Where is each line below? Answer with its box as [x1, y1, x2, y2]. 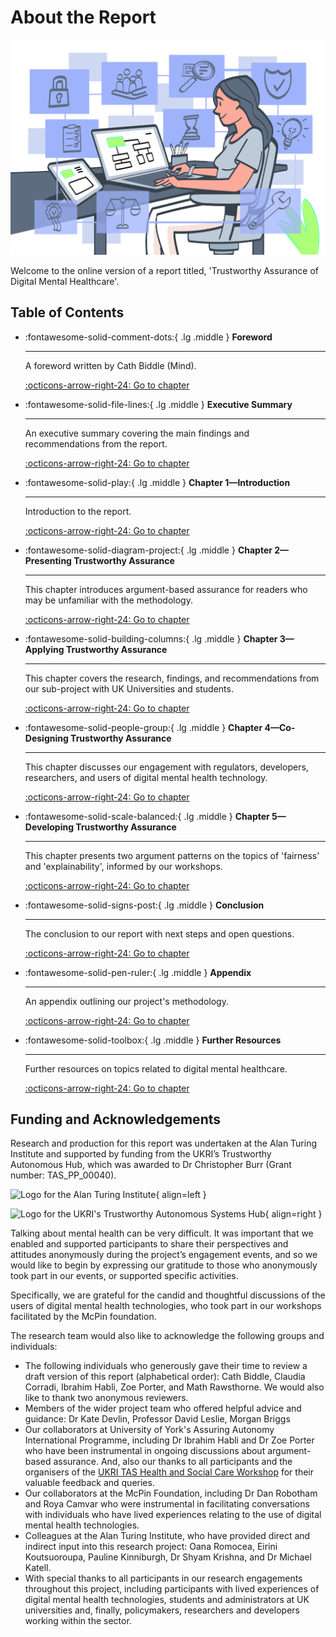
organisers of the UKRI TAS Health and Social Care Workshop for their [24, 1466, 314, 1478]
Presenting [24, 554, 72, 566]
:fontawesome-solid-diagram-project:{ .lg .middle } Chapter [24, 544, 273, 556]
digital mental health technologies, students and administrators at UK [24, 1594, 310, 1606]
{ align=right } [264, 1208, 323, 1220]
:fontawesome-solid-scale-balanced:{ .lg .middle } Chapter [24, 810, 270, 822]
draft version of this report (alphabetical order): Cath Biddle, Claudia [24, 1371, 306, 1383]
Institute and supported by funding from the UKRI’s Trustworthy [10, 1148, 272, 1160]
